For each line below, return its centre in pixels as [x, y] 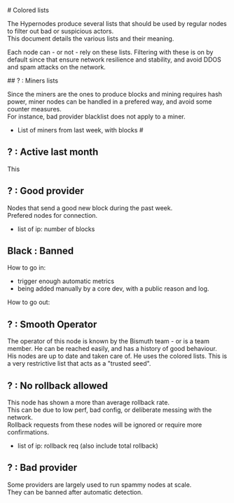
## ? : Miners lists [33, 81]
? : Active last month [53, 152]
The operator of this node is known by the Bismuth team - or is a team [109, 341]
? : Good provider [46, 191]
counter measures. [34, 109]
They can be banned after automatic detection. [75, 492]
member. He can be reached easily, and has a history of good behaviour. [112, 349]
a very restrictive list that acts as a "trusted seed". [79, 364]
